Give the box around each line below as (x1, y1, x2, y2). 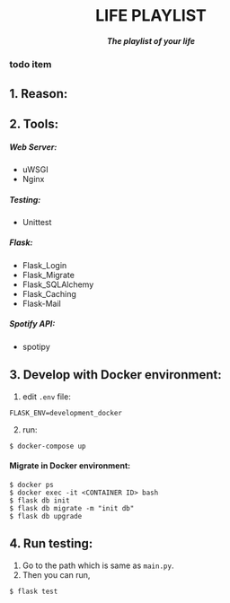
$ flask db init (9, 495, 70, 505)
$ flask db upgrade (9, 511, 83, 520)
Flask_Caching (22, 288, 76, 299)
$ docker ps (9, 480, 54, 489)
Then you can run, (22, 569, 91, 580)
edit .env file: (22, 391, 72, 402)
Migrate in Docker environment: (9, 460, 131, 471)
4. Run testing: (9, 536, 93, 552)
